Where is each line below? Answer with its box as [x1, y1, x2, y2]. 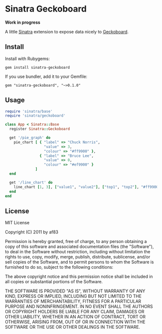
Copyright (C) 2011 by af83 [5, 229, 59, 235]
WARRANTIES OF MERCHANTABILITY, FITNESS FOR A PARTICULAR [5, 299, 141, 304]
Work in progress [5, 19, 40, 25]
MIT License [5, 220, 30, 226]
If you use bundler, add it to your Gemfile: [5, 74, 88, 79]
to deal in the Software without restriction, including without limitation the [5, 249, 150, 255]
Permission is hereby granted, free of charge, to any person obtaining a [5, 239, 147, 244]
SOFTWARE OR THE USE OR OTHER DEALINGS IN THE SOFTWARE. [5, 324, 140, 330]
